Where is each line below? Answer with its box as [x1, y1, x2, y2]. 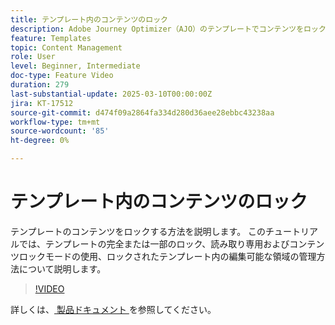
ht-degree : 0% [10, 136, 70, 146]
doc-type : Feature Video [10, 71, 114, 81]
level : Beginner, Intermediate [10, 61, 141, 71]
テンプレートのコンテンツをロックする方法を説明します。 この [10, 225, 267, 237]
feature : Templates [10, 33, 92, 43]
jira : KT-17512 [10, 98, 74, 108]
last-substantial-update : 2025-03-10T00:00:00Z [10, 89, 213, 99]
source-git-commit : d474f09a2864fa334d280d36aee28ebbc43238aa [10, 107, 275, 118]
